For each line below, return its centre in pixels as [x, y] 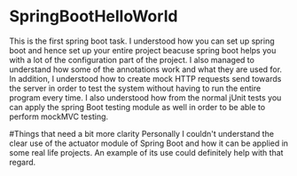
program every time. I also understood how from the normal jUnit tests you [145, 97]
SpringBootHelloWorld [94, 16]
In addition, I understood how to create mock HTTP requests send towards [145, 78]
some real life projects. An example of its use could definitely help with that [146, 152]
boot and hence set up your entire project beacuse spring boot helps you [143, 50]
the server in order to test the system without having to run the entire [135, 88]
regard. [23, 162]
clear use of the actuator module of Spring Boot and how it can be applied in [149, 143]
